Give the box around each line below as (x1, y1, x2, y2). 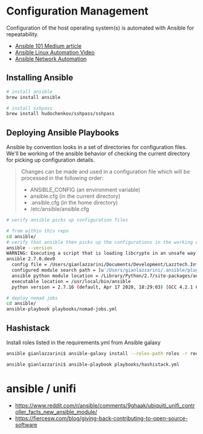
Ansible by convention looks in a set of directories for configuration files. (6, 144, 187, 151)
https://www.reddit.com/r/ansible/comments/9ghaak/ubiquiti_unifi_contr (14, 401, 195, 409)
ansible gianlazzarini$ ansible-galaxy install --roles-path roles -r (6, 351, 188, 357)
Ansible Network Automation (14, 55, 87, 62)
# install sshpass (6, 105, 53, 111)
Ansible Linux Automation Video (14, 48, 95, 56)
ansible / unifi (6, 381, 77, 395)
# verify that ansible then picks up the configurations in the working (6, 239, 193, 245)
